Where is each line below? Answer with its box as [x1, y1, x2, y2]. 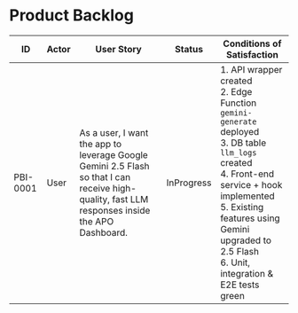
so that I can [79, 170, 131, 183]
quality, [79, 192, 111, 205]
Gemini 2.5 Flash [79, 160, 150, 172]
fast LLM [112, 192, 149, 205]
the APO [79, 215, 114, 227]
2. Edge [220, 85, 253, 98]
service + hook [220, 178, 283, 191]
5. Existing [220, 200, 264, 213]
